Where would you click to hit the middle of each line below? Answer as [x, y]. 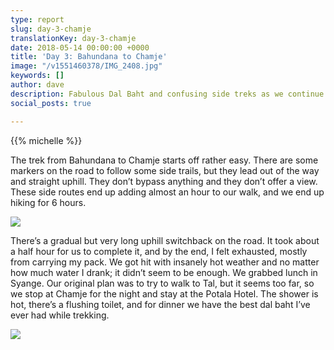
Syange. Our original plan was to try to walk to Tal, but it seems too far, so [162, 283]
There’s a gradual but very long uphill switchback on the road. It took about [165, 240]
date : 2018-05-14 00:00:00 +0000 [80, 47]
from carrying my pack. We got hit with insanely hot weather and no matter [165, 262]
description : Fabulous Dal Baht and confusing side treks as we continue [167, 94]
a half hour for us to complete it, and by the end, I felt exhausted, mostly [159, 251]
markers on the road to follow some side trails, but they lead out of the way [165, 170]
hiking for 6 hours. [48, 202]
